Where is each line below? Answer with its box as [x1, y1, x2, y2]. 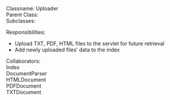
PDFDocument [6, 82, 42, 89]
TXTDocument [6, 89, 42, 95]
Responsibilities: [6, 29, 46, 36]
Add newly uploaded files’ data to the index [14, 46, 120, 53]
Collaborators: [6, 58, 41, 64]
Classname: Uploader [6, 5, 59, 12]
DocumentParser [6, 70, 47, 77]
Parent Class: [6, 11, 39, 18]
